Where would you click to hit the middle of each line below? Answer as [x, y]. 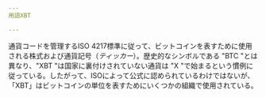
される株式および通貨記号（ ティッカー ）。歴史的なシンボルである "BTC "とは [133, 55]
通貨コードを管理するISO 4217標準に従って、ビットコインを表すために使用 [130, 46]
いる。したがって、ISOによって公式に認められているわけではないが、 [142, 75]
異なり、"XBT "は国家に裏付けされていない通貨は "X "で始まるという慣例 [127, 65]
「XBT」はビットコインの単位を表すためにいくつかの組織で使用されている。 [133, 85]
